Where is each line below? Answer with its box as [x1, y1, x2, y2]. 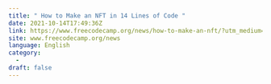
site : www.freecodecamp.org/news [8, 34, 121, 42]
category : [8, 49, 42, 57]
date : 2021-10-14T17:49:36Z [8, 19, 103, 27]
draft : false [8, 64, 52, 72]
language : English [8, 42, 70, 50]
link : [8, 26, 27, 34]
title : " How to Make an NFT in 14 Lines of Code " [8, 11, 186, 20]
